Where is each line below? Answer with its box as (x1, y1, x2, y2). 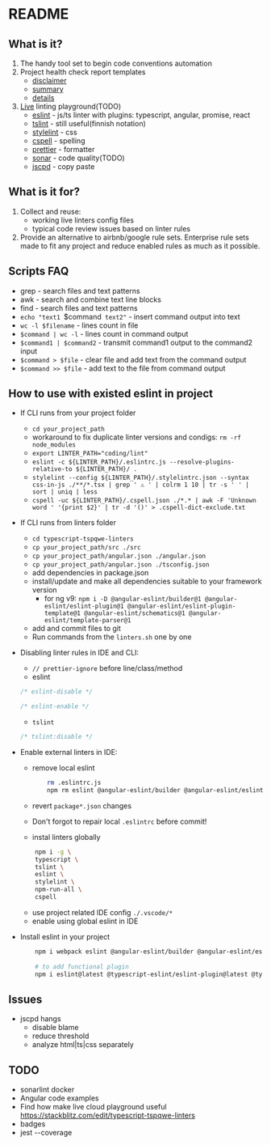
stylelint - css (31, 127, 78, 137)
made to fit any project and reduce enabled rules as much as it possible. (19, 240, 261, 251)
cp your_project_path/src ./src (31, 544, 141, 552)
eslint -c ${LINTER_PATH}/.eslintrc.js (31, 458, 167, 466)
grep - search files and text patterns (19, 286, 140, 295)
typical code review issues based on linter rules (31, 223, 191, 233)
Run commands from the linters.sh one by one (31, 632, 192, 642)
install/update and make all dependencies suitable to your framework (31, 576, 262, 587)
